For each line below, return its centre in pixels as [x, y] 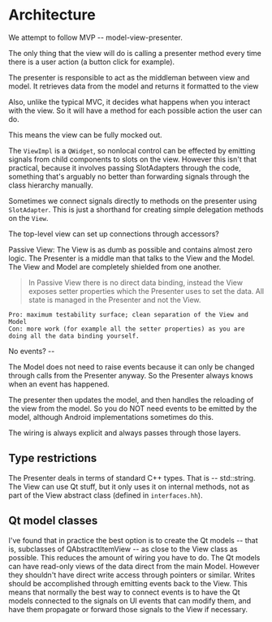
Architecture [52, 15]
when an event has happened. [59, 384]
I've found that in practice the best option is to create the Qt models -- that [133, 540]
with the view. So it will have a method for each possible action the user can [135, 110]
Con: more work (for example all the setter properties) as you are [127, 329]
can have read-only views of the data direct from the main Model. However [134, 566]
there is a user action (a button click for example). [92, 62]
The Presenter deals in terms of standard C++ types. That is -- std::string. [132, 477]
